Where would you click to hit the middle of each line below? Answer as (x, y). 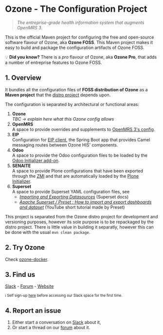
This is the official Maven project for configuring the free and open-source (80, 37)
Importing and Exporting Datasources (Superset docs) (74, 197)
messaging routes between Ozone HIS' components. (65, 145)
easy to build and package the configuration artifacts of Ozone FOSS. (75, 47)
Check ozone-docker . (27, 259)
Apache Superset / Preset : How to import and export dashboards (85, 202)
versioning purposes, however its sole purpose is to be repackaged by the (80, 222)
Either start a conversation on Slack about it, (56, 322)
